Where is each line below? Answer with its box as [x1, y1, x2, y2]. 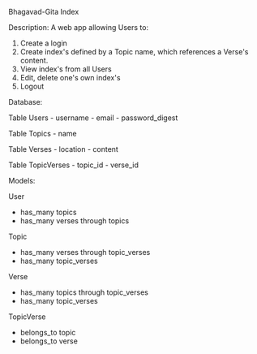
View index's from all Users [19, 64, 112, 74]
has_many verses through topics [19, 216, 130, 226]
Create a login [19, 38, 67, 48]
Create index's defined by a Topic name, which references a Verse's [19, 47, 249, 56]
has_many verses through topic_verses [19, 248, 151, 257]
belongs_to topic [19, 328, 76, 337]
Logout [19, 81, 45, 91]
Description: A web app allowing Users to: [8, 23, 148, 32]
